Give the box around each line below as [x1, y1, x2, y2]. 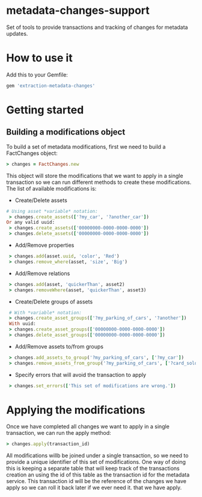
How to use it [6, 51, 73, 65]
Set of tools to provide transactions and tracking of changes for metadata [6, 24, 188, 31]
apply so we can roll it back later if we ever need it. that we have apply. [6, 484, 182, 492]
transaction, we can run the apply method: [6, 429, 111, 437]
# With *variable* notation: [8, 309, 82, 315]
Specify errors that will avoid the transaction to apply [14, 371, 146, 378]
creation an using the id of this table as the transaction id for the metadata [6, 471, 190, 478]
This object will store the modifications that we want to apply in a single [6, 172, 183, 179]
